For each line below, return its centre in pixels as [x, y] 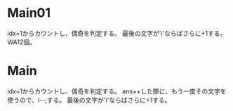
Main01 [29, 13]
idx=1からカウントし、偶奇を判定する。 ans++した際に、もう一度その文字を [117, 91]
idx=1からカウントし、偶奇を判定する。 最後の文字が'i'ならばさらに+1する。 [117, 33]
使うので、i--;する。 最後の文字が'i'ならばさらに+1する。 [89, 100]
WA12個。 [22, 42]
